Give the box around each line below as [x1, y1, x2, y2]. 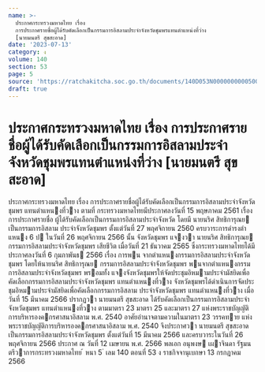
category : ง [8, 48, 47, 56]
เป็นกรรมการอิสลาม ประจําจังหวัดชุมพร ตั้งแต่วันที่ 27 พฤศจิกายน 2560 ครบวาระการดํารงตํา [8, 224, 247, 233]
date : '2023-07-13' [8, 41, 73, 49]
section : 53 [8, 63, 47, 71]
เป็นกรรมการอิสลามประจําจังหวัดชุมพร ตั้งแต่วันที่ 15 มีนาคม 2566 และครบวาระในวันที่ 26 [8, 330, 244, 340]
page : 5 [8, 70, 34, 78]
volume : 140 [8, 56, 47, 64]
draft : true [8, 84, 47, 93]
